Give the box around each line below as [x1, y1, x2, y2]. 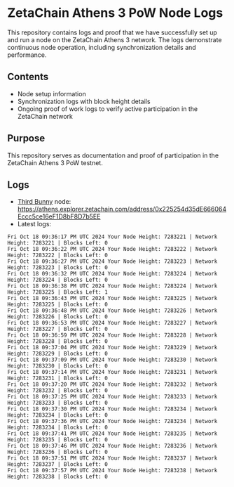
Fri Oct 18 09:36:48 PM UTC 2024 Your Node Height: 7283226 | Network [7, 307, 218, 314]
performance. [7, 51, 47, 59]
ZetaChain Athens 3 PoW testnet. [7, 158, 103, 167]
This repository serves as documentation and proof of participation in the [7, 151, 219, 160]
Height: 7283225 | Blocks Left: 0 [7, 301, 109, 309]
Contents [7, 71, 49, 83]
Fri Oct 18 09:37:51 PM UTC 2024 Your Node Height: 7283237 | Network [7, 455, 218, 462]
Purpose [7, 132, 46, 145]
